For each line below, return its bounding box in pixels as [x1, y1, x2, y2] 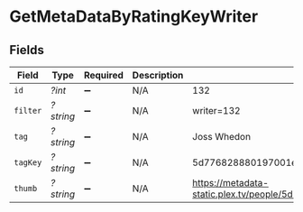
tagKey [14, 158, 42, 168]
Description [132, 69, 184, 81]
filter [14, 106, 42, 115]
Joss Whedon [192, 131, 251, 143]
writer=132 [192, 105, 241, 116]
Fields [9, 42, 45, 58]
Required [84, 69, 124, 81]
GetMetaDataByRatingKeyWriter [9, 6, 259, 27]
